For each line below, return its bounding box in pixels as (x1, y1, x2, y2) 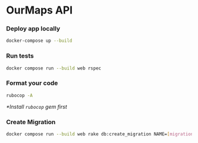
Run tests (6, 52, 34, 60)
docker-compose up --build (6, 38, 72, 44)
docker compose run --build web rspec (6, 65, 101, 71)
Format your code (6, 79, 58, 87)
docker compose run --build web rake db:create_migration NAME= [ (6, 131, 170, 137)
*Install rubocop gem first (6, 103, 68, 110)
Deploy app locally (6, 25, 61, 33)
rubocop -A (6, 92, 33, 98)
